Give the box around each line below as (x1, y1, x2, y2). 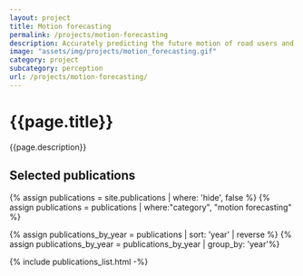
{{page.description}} (9, 142, 87, 153)
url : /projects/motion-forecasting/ (9, 73, 148, 82)
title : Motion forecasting (9, 22, 112, 31)
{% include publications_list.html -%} (9, 256, 149, 267)
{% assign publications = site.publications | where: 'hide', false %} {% (9, 192, 270, 202)
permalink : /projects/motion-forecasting (9, 30, 169, 39)
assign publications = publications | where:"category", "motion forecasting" (9, 202, 292, 212)
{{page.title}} (9, 111, 113, 132)
